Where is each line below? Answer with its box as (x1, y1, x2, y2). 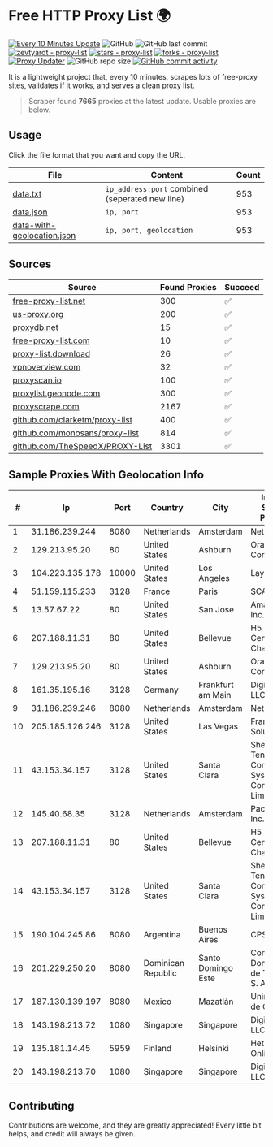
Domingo (198, 963, 234, 974)
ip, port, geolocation (105, 225, 193, 235)
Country (150, 502, 184, 513)
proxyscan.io (12, 374, 63, 386)
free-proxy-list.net (12, 295, 86, 306)
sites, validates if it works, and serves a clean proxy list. (8, 80, 195, 90)
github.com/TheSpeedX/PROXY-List (12, 440, 153, 452)
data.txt (12, 188, 42, 199)
